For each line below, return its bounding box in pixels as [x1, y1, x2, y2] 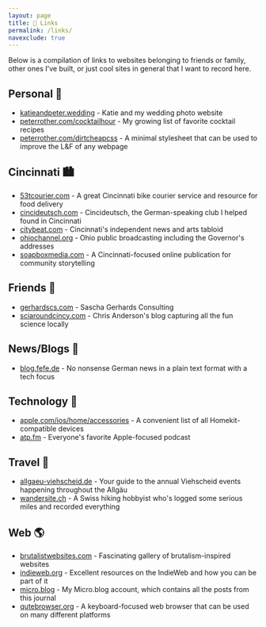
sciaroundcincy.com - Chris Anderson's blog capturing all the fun [19, 310, 234, 320]
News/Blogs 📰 [8, 342, 79, 356]
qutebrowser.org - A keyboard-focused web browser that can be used [19, 601, 249, 611]
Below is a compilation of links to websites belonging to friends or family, [8, 56, 246, 65]
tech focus [19, 371, 55, 381]
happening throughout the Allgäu [19, 485, 128, 494]
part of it [19, 576, 48, 586]
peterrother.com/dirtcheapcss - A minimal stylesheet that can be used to [19, 133, 258, 143]
